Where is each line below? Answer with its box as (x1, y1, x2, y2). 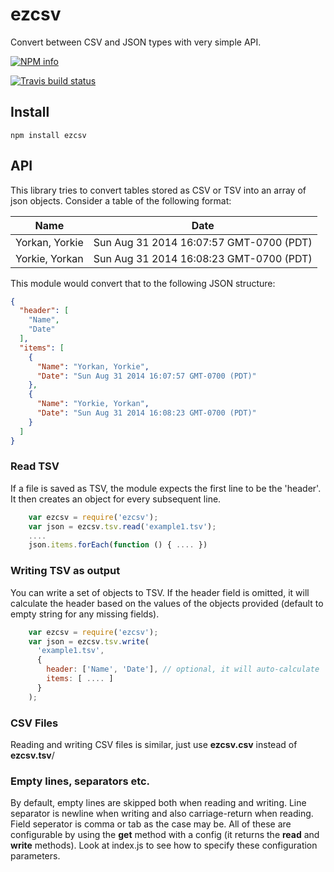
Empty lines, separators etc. (10, 774, 151, 788)
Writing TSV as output (10, 564, 121, 578)
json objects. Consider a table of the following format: (10, 194, 232, 207)
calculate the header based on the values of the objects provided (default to (10, 597, 324, 609)
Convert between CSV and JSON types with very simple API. (10, 36, 262, 48)
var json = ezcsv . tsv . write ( (28, 636, 150, 647)
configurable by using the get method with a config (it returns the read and (10, 829, 320, 841)
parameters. (10, 850, 61, 862)
